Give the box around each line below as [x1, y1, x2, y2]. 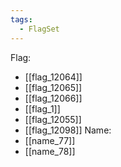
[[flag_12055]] [24, 113, 82, 125]
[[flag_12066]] [24, 92, 83, 104]
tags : [10, 14, 33, 25]
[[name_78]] [24, 145, 76, 157]
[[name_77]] [24, 134, 76, 146]
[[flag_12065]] [24, 81, 83, 93]
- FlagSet [19, 24, 60, 34]
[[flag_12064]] [24, 71, 83, 83]
